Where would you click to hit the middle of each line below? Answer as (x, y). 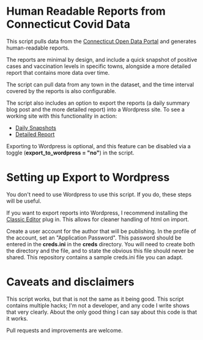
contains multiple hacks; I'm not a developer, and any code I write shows (98, 305)
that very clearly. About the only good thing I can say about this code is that (102, 312)
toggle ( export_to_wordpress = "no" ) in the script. (70, 153)
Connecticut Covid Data (68, 24)
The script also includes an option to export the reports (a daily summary (98, 103)
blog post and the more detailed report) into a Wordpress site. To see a (96, 109)
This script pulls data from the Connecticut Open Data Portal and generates (102, 41)
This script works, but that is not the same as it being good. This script (95, 299)
